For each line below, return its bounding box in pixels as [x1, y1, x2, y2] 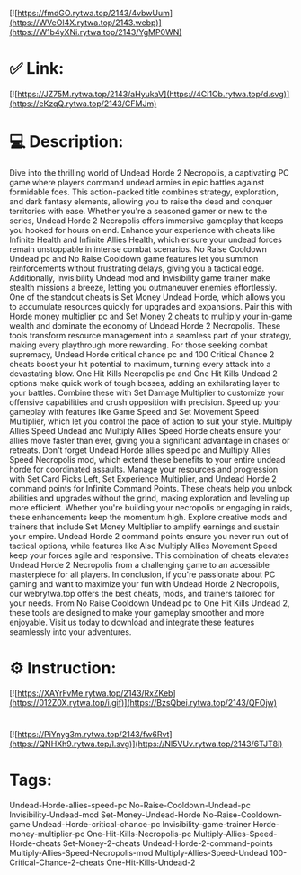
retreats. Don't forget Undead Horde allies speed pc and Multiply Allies [9, 445, 271, 456]
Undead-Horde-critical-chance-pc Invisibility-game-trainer [31, 818, 252, 829]
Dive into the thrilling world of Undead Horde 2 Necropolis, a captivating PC [9, 167, 289, 178]
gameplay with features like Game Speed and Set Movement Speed [9, 406, 260, 417]
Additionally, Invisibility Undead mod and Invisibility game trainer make [9, 272, 271, 283]
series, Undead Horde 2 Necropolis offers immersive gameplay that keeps [9, 215, 284, 226]
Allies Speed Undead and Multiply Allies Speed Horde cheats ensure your [9, 425, 281, 436]
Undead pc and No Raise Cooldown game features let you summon [9, 253, 259, 264]
